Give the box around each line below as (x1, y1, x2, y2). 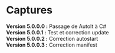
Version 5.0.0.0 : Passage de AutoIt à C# (6, 23, 107, 30)
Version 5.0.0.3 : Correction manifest (6, 41, 97, 48)
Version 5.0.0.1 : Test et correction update (6, 29, 109, 36)
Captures (6, 3, 53, 17)
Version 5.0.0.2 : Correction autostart (6, 35, 98, 42)
